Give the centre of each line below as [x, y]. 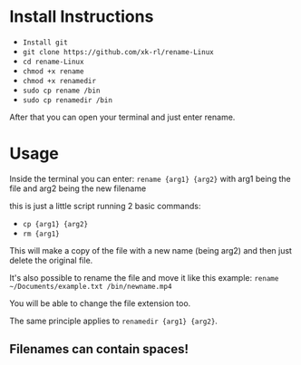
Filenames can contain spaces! [99, 349]
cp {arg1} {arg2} [55, 224]
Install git [45, 43]
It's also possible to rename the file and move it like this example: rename [144, 277]
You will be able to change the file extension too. [100, 303]
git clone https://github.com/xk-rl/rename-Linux [118, 52]
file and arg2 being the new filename [78, 188]
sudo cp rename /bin [61, 91]
